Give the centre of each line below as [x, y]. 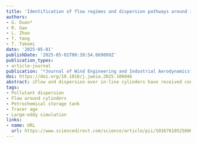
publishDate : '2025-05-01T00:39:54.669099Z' [61, 55]
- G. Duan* [19, 22]
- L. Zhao [18, 33]
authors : [17, 17]
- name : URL [21, 125]
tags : [13, 88]
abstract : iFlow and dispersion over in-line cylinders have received [94, 82]
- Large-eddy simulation [36, 114]
